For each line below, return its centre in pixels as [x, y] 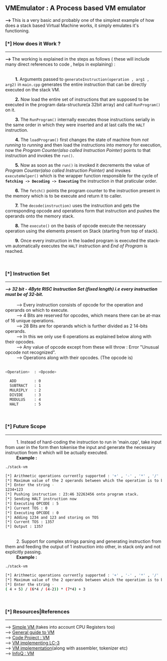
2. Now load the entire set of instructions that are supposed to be [82, 99]
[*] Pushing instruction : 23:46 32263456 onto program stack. [72, 494]
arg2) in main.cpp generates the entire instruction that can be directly [76, 84]
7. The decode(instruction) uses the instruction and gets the [77, 206]
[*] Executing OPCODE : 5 [32, 504]
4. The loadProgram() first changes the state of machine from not [82, 140]
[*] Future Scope [26, 427]
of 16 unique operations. [30, 321]
